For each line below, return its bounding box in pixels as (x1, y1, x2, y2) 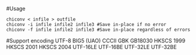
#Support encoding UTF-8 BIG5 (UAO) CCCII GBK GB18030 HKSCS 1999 (6, 37, 186, 44)
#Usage (6, 5, 26, 12)
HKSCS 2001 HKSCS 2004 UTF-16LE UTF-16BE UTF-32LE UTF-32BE (6, 44, 177, 50)
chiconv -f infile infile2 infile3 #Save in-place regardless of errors (6, 27, 191, 33)
